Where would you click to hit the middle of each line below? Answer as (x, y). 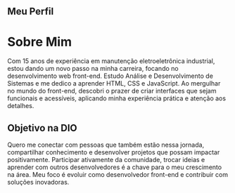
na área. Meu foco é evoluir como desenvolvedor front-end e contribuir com (118, 175)
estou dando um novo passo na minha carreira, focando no (93, 69)
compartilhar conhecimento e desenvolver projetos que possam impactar (114, 152)
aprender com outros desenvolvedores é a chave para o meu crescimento (115, 167)
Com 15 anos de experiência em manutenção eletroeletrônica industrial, (111, 61)
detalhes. (21, 106)
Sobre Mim (40, 42)
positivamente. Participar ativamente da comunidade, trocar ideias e (106, 160)
